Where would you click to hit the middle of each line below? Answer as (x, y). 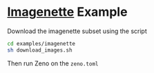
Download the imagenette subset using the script (77, 31)
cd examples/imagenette (41, 43)
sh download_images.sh (40, 50)
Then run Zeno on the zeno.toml (53, 63)
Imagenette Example (67, 12)
